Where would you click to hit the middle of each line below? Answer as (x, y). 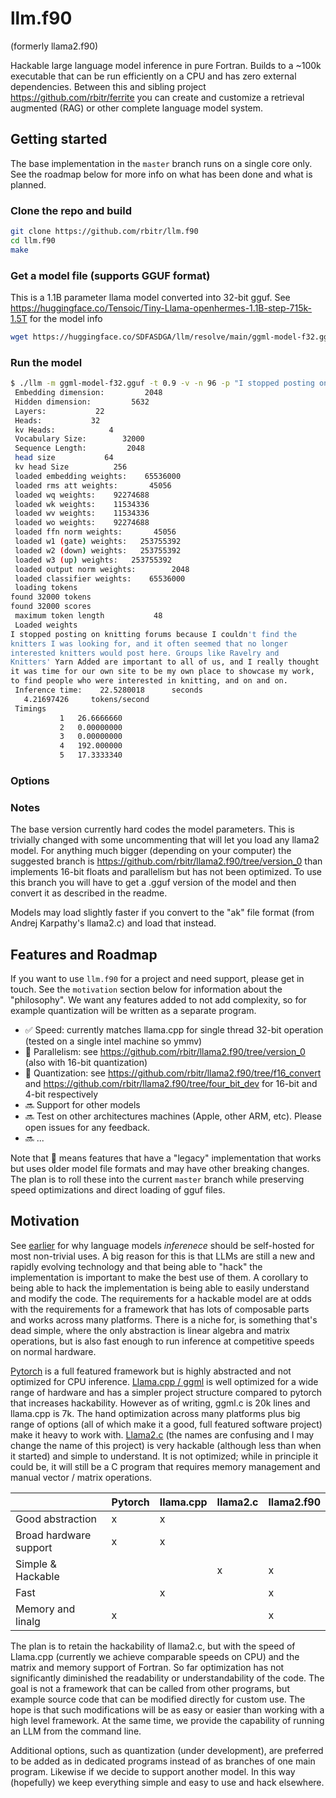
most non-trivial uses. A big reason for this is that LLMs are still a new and (163, 1256)
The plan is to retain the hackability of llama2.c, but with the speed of (153, 1646)
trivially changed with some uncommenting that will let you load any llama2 (165, 840)
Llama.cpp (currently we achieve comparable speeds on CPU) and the (155, 1656)
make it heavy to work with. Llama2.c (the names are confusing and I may (162, 1434)
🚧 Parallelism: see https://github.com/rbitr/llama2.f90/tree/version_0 (165, 1052)
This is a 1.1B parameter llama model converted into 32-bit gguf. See (150, 297)
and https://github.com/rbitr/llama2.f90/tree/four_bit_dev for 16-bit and (171, 1084)
